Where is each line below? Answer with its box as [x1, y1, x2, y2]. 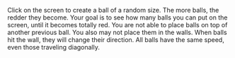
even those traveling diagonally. [7, 43, 101, 51]
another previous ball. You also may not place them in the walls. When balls [7, 28, 228, 36]
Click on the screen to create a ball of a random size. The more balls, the [7, 6, 219, 14]
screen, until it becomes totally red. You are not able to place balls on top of [7, 21, 228, 29]
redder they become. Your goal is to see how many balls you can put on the [7, 13, 228, 22]
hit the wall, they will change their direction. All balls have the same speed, [7, 36, 224, 44]
